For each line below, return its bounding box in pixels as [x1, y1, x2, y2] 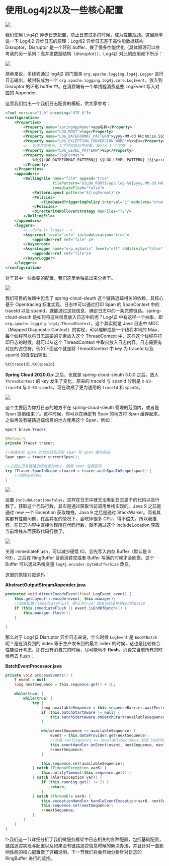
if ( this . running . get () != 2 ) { [41, 780, 109, 785]
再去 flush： [9, 653, 35, 659]
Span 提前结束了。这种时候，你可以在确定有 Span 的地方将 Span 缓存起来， [5, 410, 162, 416]
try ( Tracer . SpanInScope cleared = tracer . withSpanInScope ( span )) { [5, 468, 152, 473]
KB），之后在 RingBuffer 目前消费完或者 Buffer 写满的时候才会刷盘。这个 [5, 555, 154, 561]
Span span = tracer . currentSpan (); [5, 455, 80, 460]
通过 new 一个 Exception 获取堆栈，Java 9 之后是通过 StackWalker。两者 [5, 510, 157, 516]
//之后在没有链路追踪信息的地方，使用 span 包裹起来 [5, 463, 102, 469]
